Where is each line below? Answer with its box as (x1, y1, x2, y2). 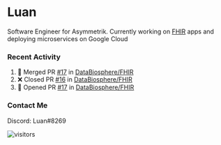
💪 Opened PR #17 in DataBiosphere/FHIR (17, 83, 135, 91)
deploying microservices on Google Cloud (7, 34, 128, 43)
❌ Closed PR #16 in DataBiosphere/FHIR (17, 75, 132, 84)
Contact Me (7, 100, 48, 110)
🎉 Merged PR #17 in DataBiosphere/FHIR (17, 68, 134, 77)
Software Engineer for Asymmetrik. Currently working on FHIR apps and (7, 27, 215, 36)
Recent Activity (7, 52, 61, 61)
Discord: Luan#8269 (7, 116, 66, 125)
